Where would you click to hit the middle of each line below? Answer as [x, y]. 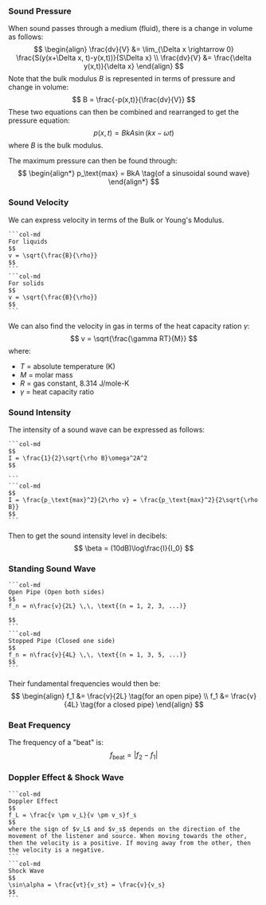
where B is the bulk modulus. [56, 146]
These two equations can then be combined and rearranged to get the [123, 112]
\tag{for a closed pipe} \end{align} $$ [142, 705]
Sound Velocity [39, 202]
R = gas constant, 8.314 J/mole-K [74, 383]
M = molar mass [46, 374]
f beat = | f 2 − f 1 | [134, 756]
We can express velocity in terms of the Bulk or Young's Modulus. [116, 220]
